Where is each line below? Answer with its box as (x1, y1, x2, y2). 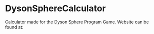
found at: (5, 24, 24, 30)
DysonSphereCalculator (5, 3, 106, 14)
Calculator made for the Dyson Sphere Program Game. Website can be (5, 19, 149, 25)
